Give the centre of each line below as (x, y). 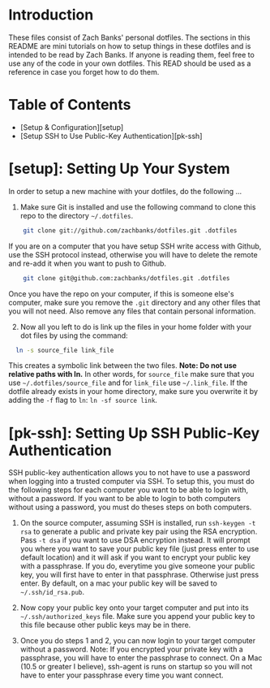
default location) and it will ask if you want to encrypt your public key (135, 557)
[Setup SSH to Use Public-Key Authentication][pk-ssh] (111, 136)
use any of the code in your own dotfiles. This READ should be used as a (130, 63)
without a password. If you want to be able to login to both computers (124, 499)
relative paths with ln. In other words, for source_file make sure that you (131, 374)
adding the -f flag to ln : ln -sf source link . (83, 400)
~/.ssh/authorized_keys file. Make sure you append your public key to (137, 617)
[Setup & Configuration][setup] (72, 127)
